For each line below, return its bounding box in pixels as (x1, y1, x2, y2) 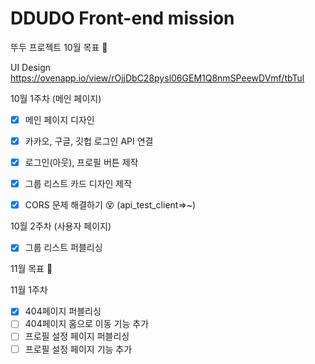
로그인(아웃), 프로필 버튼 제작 (24, 157, 139, 169)
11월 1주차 (10, 284, 48, 296)
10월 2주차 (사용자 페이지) (10, 220, 112, 232)
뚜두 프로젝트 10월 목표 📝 (10, 41, 108, 53)
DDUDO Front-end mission (10, 7, 235, 30)
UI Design (10, 61, 52, 73)
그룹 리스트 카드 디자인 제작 (24, 178, 133, 190)
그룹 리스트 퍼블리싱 (24, 242, 103, 254)
